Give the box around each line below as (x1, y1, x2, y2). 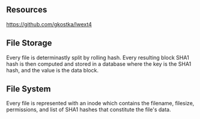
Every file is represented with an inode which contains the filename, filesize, (6, 100, 195, 107)
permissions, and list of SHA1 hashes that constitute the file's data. (6, 106, 171, 113)
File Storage (6, 38, 52, 48)
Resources (6, 5, 47, 15)
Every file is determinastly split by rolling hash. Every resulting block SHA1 (6, 54, 189, 61)
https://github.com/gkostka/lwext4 (6, 20, 92, 28)
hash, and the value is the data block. (6, 66, 99, 74)
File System (6, 84, 51, 94)
